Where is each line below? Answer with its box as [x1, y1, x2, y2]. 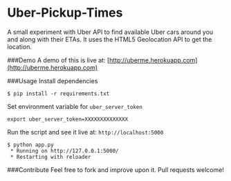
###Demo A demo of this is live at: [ [7, 55, 110, 64]
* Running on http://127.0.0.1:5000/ [10, 147, 119, 154]
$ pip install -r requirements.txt [7, 90, 110, 97]
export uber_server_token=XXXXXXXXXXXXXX [7, 116, 129, 123]
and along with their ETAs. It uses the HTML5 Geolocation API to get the [7, 35, 212, 43]
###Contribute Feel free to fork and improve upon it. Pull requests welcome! [7, 165, 225, 174]
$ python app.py [7, 141, 54, 148]
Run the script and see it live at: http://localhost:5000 [7, 128, 164, 136]
